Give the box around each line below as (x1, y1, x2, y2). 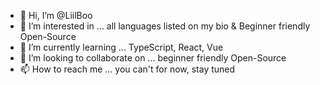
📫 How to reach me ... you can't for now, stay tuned (19, 63, 236, 75)
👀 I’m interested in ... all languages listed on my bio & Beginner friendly (19, 20, 311, 32)
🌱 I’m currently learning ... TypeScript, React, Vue (19, 41, 224, 53)
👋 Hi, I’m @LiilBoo (19, 10, 93, 21)
